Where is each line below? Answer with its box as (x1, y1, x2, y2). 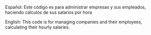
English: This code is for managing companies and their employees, (5, 19, 143, 25)
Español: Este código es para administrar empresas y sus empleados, (5, 4, 146, 10)
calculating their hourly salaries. (5, 24, 70, 30)
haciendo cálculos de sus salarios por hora (5, 9, 92, 15)
